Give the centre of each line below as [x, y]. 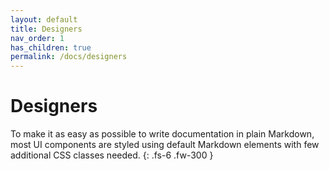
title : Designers [46, 29]
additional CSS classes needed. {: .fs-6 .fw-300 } [112, 155]
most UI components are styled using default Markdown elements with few [165, 145]
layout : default [44, 19]
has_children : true [51, 47]
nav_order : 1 [37, 38]
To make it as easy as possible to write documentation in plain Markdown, [162, 134]
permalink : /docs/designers [69, 57]
